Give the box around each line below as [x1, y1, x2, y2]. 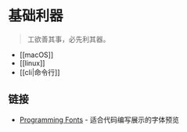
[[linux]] [19, 58, 45, 67]
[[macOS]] [19, 50, 54, 59]
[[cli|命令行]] [19, 67, 60, 77]
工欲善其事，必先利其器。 [27, 34, 110, 44]
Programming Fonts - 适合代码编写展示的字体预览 [19, 115, 180, 124]
